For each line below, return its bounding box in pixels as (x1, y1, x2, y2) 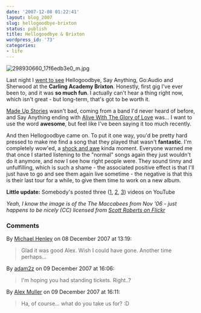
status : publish (6, 25, 47, 32)
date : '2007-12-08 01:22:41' (6, 8, 80, 15)
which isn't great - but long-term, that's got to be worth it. (6, 95, 150, 103)
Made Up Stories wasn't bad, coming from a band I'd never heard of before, (6, 107, 195, 115)
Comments (6, 221, 39, 230)
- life (6, 48, 23, 54)
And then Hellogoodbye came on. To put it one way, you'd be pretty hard (6, 131, 188, 139)
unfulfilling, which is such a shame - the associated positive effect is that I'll (6, 163, 194, 171)
